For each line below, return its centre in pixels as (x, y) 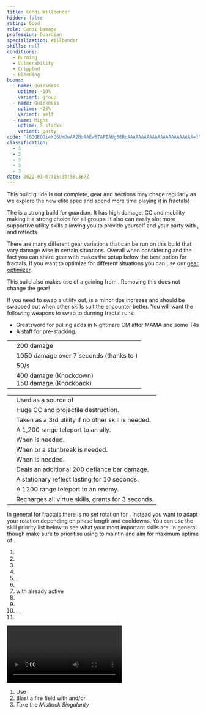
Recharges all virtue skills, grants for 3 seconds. (85, 499)
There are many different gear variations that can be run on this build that (99, 244)
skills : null (24, 46)
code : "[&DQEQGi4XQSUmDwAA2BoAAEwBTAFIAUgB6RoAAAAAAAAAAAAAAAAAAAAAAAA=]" (104, 137)
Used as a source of (45, 400)
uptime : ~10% (35, 92)
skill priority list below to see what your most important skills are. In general (102, 527)
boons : (15, 80)
